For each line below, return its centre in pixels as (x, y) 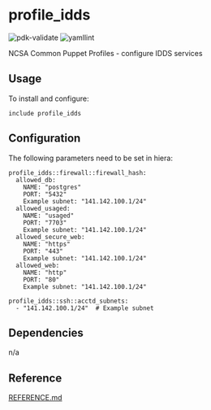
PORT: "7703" (45, 222)
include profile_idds (45, 113)
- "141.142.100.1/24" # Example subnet (85, 308)
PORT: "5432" (45, 194)
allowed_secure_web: (50, 237)
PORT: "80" (41, 279)
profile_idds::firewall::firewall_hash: (78, 172)
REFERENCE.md (35, 398)
